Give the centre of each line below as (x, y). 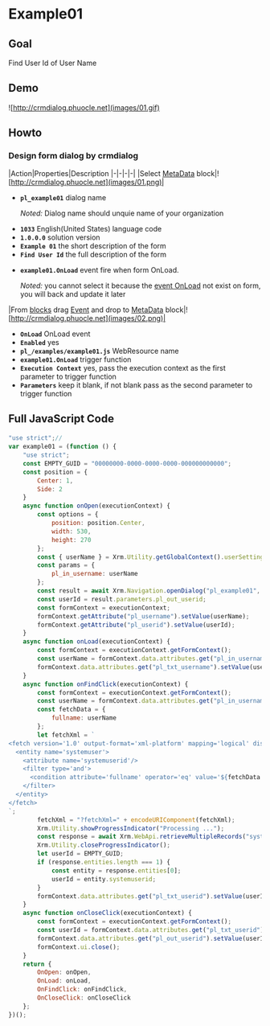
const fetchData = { (72, 710)
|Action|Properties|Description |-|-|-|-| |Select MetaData (102, 173)
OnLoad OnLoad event (55, 334)
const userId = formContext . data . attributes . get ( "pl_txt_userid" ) (151, 930)
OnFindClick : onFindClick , (82, 990)
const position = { (55, 472)
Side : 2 (50, 489)
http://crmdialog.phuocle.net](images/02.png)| (88, 318)
